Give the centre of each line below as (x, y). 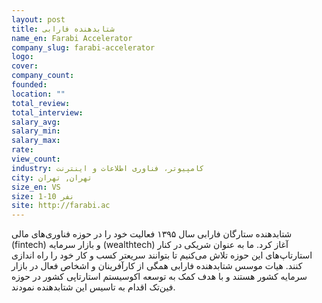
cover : (25, 66)
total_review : (41, 103)
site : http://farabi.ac (61, 206)
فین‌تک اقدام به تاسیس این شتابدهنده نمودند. (93, 287)
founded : (29, 85)
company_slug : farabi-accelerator (83, 47)
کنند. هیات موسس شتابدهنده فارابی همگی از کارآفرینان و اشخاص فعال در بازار (157, 266)
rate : (22, 150)
